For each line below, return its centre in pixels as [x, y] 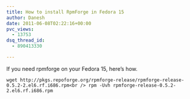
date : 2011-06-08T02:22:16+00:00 [49, 23]
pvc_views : [20, 29]
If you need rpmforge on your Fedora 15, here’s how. [72, 68]
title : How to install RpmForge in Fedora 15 [65, 12]
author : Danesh [26, 18]
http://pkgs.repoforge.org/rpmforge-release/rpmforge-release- [102, 80]
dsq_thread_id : [26, 40]
